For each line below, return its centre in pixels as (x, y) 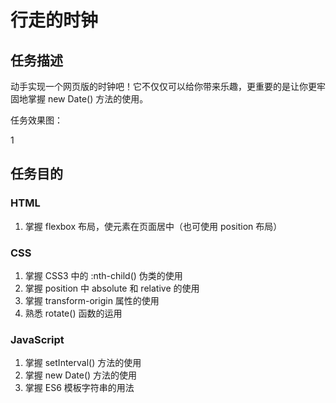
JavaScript (37, 339)
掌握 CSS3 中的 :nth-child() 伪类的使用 (103, 275)
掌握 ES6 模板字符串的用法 (79, 388)
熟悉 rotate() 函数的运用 (73, 313)
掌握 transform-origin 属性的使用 (92, 300)
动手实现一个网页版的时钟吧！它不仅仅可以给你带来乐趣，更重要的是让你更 (163, 86)
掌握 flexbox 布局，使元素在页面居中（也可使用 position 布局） (153, 226)
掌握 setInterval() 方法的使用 (83, 363)
